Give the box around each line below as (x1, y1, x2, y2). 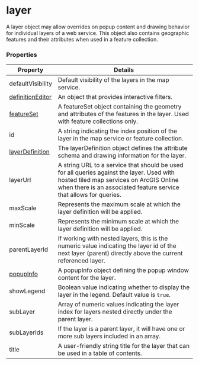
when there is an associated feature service (57, 183, 179, 191)
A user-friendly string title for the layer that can (57, 342, 190, 350)
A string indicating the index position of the (57, 127, 178, 135)
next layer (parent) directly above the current (57, 249, 183, 258)
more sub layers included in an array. (57, 332, 161, 341)
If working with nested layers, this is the (57, 235, 168, 243)
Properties (6, 50, 37, 59)
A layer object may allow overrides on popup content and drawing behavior (6, 23, 190, 30)
